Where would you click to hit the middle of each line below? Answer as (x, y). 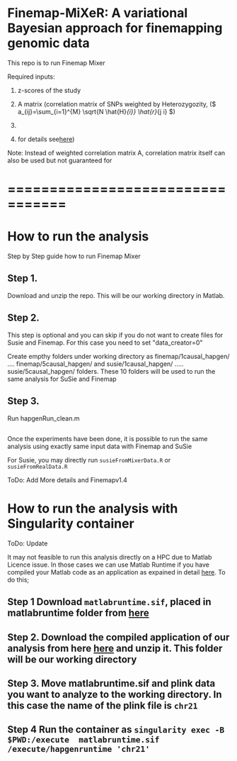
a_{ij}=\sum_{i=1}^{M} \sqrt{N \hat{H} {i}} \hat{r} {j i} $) (96, 111)
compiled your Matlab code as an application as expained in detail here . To (116, 572)
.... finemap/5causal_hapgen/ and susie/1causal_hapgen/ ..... (96, 364)
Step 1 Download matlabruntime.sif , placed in (109, 602)
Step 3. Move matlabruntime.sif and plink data (111, 683)
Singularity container (71, 524)
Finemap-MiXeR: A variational (98, 13)
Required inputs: (31, 77)
